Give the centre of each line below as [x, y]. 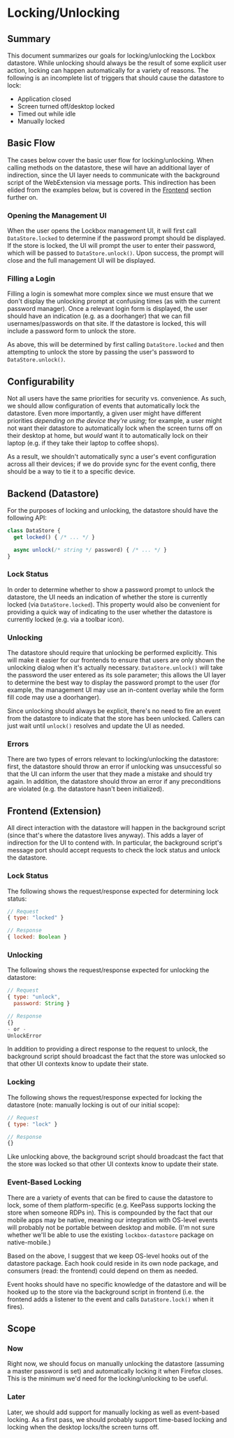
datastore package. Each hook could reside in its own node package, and [113, 1263]
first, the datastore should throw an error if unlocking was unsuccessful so [115, 767]
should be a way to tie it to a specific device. [71, 471]
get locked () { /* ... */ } [54, 537]
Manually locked [41, 121]
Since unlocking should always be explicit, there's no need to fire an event [114, 711]
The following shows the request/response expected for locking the [105, 1097]
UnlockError [24, 1036]
